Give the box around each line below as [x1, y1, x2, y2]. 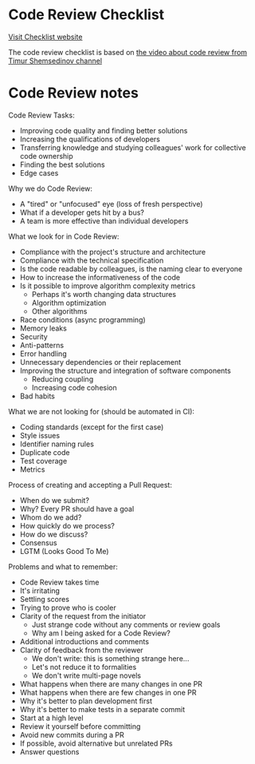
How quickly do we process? [19, 521, 116, 530]
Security [19, 331, 48, 341]
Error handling [19, 349, 67, 358]
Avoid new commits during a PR [19, 730, 125, 739]
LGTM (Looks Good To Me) [19, 546, 109, 556]
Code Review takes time [19, 577, 100, 587]
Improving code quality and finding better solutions [19, 125, 188, 135]
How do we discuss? [19, 529, 88, 539]
